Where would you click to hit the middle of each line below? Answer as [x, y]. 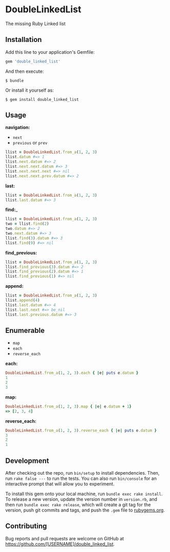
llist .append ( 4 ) [23, 301]
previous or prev [30, 143]
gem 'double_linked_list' [33, 61]
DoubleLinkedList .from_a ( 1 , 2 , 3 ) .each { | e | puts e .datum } [72, 373]
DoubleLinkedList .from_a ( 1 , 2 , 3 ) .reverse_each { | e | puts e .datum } [81, 430]
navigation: [18, 128]
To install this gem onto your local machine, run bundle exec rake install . [84, 494]
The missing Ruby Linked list [35, 24]
